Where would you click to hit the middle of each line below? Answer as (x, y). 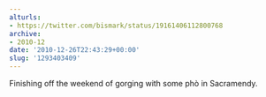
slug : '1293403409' (45, 58)
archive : (25, 34)
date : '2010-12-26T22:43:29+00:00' (75, 50)
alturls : (25, 17)
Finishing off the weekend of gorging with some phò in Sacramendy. (133, 83)
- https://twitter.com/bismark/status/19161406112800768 (116, 26)
